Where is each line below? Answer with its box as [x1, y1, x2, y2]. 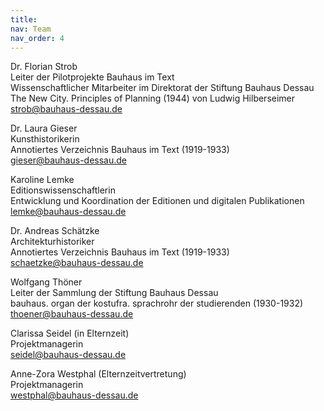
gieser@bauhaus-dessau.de [10, 154, 127, 166]
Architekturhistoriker [10, 236, 95, 248]
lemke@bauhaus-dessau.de [10, 206, 127, 218]
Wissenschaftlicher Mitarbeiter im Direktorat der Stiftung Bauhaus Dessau [10, 82, 315, 94]
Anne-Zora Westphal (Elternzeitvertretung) [10, 368, 187, 380]
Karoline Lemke [10, 174, 75, 186]
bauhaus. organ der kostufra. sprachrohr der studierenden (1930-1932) [10, 297, 304, 310]
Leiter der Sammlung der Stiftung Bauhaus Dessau [10, 287, 219, 299]
